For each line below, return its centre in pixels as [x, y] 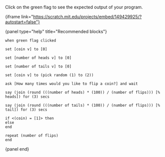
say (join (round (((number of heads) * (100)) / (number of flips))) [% [83, 92]
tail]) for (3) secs [26, 110]
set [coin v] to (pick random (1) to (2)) [49, 75]
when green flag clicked [31, 40]
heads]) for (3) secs [27, 97]
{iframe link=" [19, 17]
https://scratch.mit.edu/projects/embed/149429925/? [87, 17]
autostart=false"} [23, 22]
